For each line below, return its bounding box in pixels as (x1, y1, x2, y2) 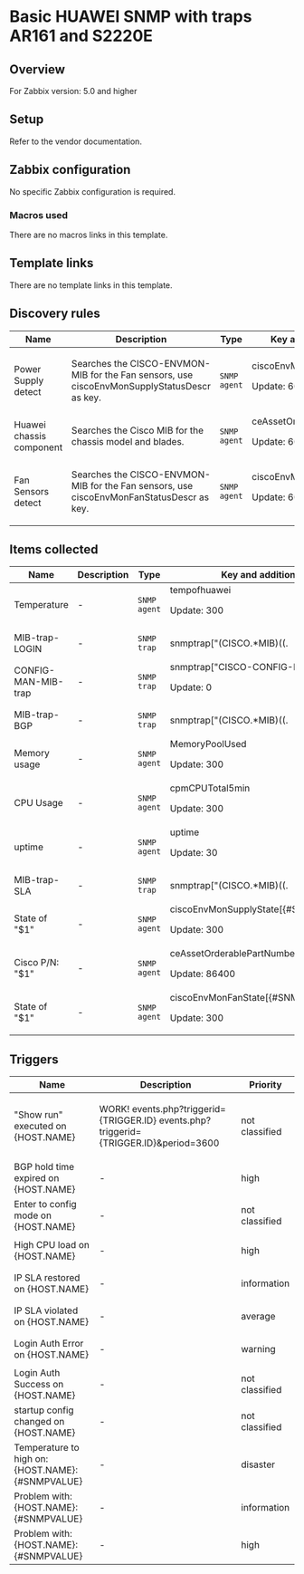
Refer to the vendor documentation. (9, 136, 143, 147)
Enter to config (14, 1198, 77, 1211)
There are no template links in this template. (9, 279, 174, 291)
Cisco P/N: (14, 956, 60, 969)
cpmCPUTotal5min (169, 782, 251, 794)
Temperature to (14, 1442, 80, 1454)
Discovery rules (9, 306, 101, 322)
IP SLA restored (14, 1272, 81, 1284)
